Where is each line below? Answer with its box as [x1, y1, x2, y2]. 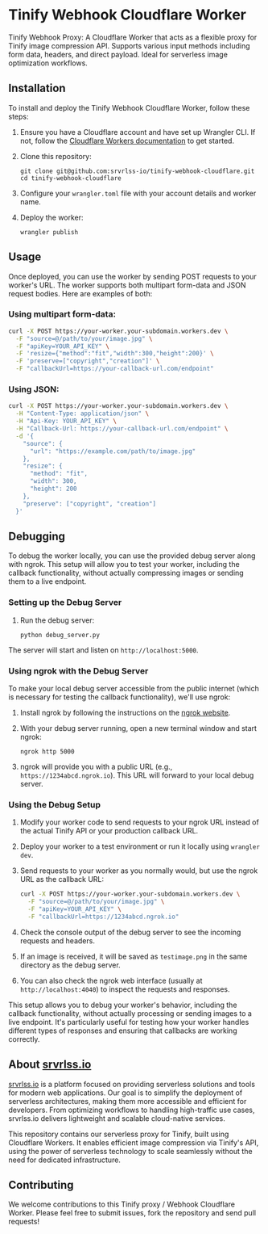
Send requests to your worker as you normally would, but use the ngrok [19, 866, 258, 875]
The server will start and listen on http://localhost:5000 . [8, 644, 199, 655]
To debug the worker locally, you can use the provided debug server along [8, 551, 256, 560]
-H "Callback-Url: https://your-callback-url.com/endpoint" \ [15, 425, 229, 433]
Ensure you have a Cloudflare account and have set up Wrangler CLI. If [19, 127, 256, 136]
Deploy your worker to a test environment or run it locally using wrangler [19, 842, 260, 851]
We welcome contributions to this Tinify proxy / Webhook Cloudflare [8, 1199, 236, 1209]
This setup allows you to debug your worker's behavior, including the [8, 1000, 237, 1009]
